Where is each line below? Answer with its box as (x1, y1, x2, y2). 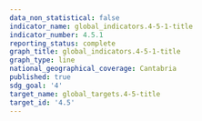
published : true (9, 73, 71, 82)
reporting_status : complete (9, 38, 116, 48)
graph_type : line (9, 55, 76, 65)
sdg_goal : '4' (9, 81, 64, 90)
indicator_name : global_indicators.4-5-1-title (9, 22, 194, 31)
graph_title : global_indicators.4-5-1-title (9, 47, 181, 56)
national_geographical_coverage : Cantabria (9, 65, 177, 74)
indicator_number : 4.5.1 (9, 30, 104, 39)
